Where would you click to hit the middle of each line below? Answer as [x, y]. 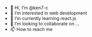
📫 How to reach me [31, 29]
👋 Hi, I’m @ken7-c [29, 8]
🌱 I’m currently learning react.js [43, 18]
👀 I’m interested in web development [49, 13]
